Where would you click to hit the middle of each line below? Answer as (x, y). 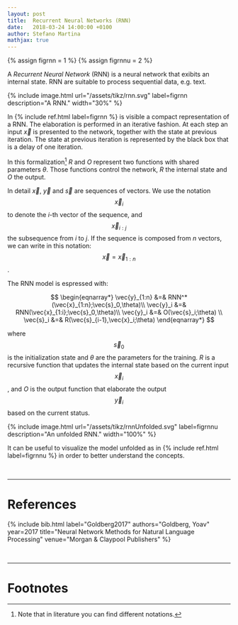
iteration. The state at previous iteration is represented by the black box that (118, 140)
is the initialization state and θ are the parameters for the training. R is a (111, 357)
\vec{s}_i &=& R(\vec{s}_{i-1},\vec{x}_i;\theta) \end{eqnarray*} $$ (119, 320)
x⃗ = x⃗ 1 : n (119, 258)
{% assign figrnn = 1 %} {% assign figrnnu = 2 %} (80, 60)
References (42, 504)
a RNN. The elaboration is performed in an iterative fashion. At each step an (118, 124)
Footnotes (38, 588)
